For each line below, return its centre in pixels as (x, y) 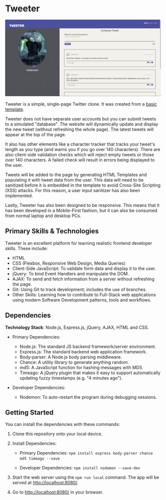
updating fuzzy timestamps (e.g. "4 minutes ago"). (71, 378)
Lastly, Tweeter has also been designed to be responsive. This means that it (82, 205)
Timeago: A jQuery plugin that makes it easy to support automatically (90, 373)
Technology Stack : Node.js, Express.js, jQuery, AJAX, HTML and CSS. (77, 327)
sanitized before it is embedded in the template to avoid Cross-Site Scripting (83, 185)
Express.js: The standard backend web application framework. (83, 351)
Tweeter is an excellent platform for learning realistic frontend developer (79, 243)
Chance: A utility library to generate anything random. (74, 362)
